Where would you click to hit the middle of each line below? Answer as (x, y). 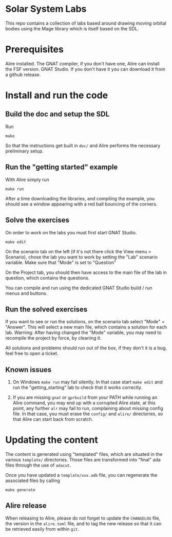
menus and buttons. (26, 293)
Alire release (26, 506)
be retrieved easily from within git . (42, 529)
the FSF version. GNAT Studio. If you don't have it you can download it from (85, 69)
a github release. (23, 75)
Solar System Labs (46, 9)
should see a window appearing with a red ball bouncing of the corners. (81, 204)
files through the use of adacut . (38, 465)
